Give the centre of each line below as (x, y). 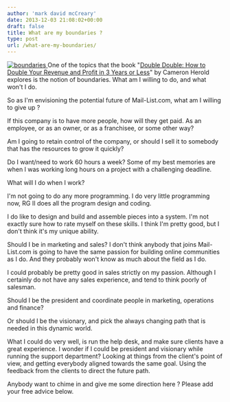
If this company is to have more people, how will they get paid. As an (104, 121)
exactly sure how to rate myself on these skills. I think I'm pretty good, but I (113, 224)
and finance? (25, 308)
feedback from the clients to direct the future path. (79, 371)
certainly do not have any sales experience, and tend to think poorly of (107, 280)
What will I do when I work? (46, 182)
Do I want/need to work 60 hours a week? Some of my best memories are (112, 162)
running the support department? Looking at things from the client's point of (115, 356)
